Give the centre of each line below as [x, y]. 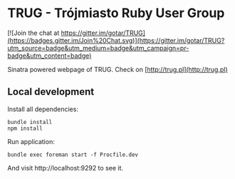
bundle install [30, 122]
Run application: [31, 141]
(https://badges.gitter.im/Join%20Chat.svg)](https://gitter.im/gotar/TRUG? [116, 40]
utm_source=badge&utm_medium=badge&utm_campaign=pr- [98, 48]
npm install [25, 128]
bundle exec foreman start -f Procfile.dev [73, 155]
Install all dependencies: [43, 109]
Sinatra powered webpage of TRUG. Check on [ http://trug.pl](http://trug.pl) [117, 69]
